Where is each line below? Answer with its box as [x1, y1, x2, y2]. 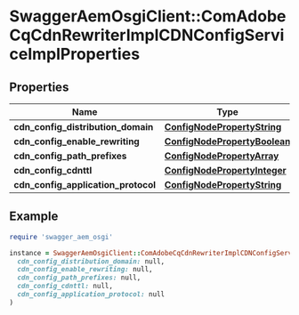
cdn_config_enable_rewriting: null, [17, 265, 153, 274]
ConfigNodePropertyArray [164, 149, 279, 162]
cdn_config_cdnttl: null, [17, 282, 114, 291]
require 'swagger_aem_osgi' [9, 232, 114, 241]
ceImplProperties [9, 44, 141, 64]
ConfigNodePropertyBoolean [164, 135, 291, 148]
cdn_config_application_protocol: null [17, 290, 166, 299]
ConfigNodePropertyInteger [164, 165, 287, 176]
